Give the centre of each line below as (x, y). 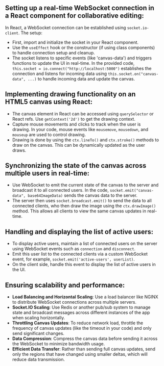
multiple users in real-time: (47, 173)
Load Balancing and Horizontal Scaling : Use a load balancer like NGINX (85, 297)
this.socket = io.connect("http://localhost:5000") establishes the (82, 68)
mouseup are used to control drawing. (49, 134)
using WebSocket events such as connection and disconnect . (74, 249)
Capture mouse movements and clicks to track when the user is (76, 124)
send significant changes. (38, 334)
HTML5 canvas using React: (49, 102)
